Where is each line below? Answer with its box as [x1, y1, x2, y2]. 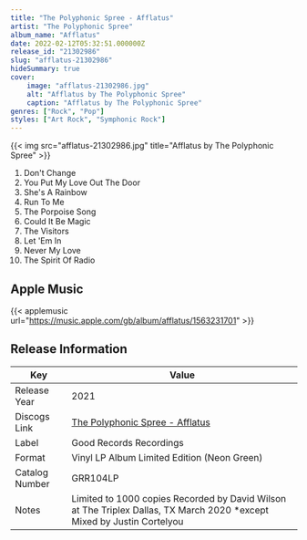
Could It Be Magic [23, 216, 91, 227]
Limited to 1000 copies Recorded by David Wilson [71, 492, 287, 504]
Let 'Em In [23, 235, 62, 246]
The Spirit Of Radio [23, 254, 96, 265]
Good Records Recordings [71, 436, 185, 449]
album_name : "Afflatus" [10, 30, 101, 39]
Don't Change [23, 168, 77, 179]
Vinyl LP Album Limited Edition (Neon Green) [71, 451, 263, 463]
